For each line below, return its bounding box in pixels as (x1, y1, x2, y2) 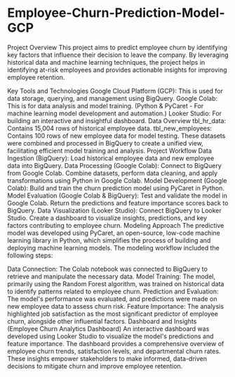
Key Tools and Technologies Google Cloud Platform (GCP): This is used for (7, 87, 223, 95)
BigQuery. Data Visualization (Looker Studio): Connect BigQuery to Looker (7, 206, 222, 215)
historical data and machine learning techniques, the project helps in (7, 58, 206, 66)
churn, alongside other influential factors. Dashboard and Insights (7, 317, 197, 325)
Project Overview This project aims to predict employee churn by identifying (7, 43, 228, 51)
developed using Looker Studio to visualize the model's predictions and (7, 332, 214, 340)
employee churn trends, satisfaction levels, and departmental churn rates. (7, 347, 221, 355)
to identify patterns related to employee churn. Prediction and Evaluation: (7, 287, 219, 295)
